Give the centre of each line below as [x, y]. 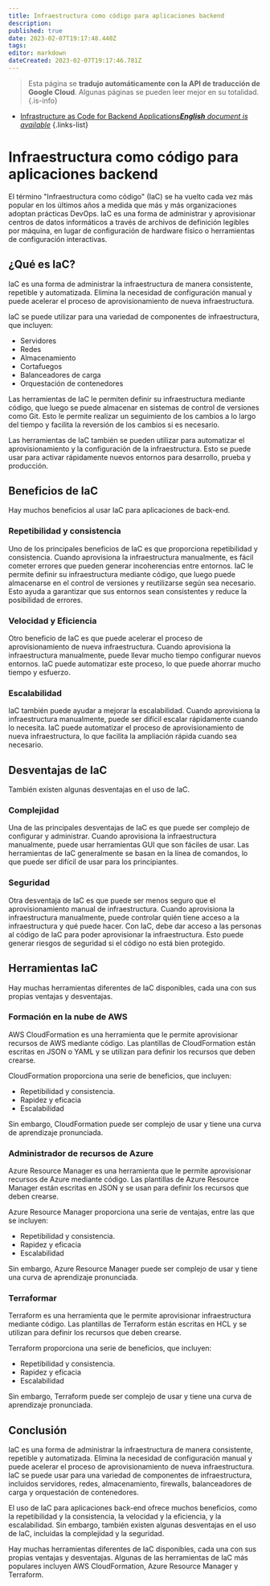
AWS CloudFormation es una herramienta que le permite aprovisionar [123, 1035]
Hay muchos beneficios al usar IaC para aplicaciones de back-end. [119, 510]
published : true [35, 31]
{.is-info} [43, 100]
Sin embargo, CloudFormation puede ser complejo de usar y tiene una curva [135, 1124]
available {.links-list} [54, 125]
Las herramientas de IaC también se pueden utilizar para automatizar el [127, 440]
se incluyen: [28, 1221]
